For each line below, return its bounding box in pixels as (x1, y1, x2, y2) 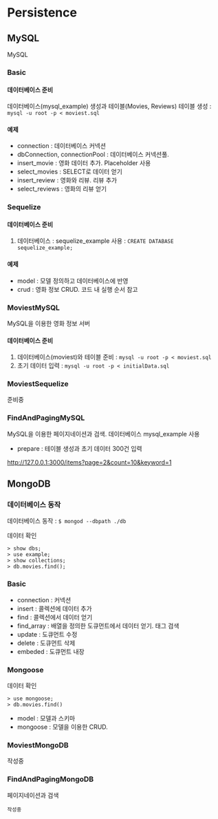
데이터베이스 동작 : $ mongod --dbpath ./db (7, 517, 127, 525)
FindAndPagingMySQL (7, 413, 85, 423)
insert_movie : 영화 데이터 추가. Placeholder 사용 (17, 159, 151, 167)
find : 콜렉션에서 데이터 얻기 (17, 613, 93, 621)
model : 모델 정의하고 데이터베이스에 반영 (17, 277, 129, 285)
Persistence (7, 5, 78, 21)
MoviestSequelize (7, 379, 69, 389)
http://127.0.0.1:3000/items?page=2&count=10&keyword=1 (7, 458, 172, 466)
